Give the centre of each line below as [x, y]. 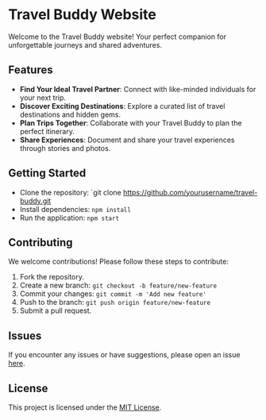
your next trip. [42, 98]
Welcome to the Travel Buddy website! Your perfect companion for [118, 37]
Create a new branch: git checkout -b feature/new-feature [118, 285]
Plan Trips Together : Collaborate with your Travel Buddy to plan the [131, 123]
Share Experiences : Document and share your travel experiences [127, 140]
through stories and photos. [65, 148]
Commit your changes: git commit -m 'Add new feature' [113, 294]
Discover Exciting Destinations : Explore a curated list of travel [122, 106]
